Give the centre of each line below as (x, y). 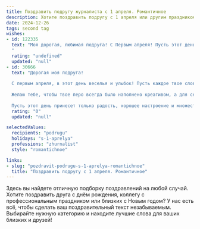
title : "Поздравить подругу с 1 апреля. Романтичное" (79, 171)
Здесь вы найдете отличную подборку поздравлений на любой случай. (97, 189)
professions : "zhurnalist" (45, 144)
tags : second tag (28, 28)
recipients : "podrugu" (40, 133)
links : (14, 160)
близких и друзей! (29, 220)
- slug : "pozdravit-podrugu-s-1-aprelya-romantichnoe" (76, 166)
